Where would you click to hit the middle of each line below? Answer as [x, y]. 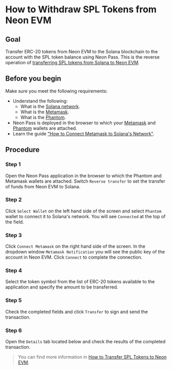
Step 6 [14, 330]
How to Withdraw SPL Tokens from [81, 9]
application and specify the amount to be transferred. [62, 287]
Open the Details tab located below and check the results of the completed [85, 341]
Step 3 [14, 235]
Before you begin [33, 79]
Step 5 [14, 300]
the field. [15, 222]
